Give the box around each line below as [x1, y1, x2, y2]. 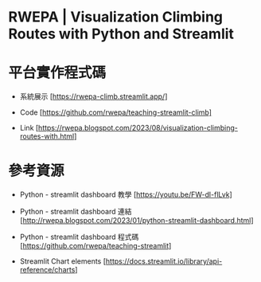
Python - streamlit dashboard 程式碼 [19, 232, 139, 242]
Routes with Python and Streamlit [8, 25, 235, 43]
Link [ [19, 123, 39, 133]
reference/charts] [19, 265, 78, 275]
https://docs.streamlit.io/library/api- [105, 257, 223, 266]
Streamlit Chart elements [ [19, 257, 106, 266]
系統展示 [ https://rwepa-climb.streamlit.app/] [19, 92, 168, 101]
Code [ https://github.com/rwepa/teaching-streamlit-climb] [19, 108, 212, 117]
